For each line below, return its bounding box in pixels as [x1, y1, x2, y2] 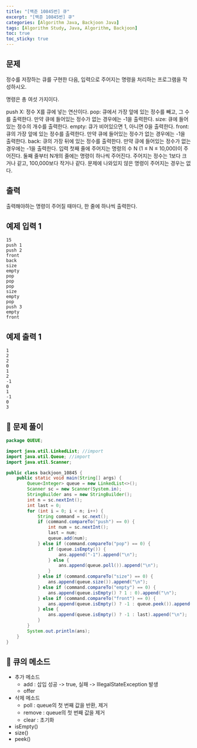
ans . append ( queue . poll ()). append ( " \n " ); [58, 562, 159, 569]
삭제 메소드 [14, 695, 40, 702]
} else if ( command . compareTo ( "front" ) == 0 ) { [37, 595, 157, 601]
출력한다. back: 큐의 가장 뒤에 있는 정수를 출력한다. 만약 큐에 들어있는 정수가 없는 [6, 137, 191, 145]
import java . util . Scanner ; [6, 459, 72, 465]
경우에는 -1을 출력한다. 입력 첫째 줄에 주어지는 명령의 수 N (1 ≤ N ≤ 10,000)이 [6, 145, 183, 152]
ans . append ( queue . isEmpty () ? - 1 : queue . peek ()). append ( [47, 601, 193, 607]
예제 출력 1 [6, 331, 42, 341]
